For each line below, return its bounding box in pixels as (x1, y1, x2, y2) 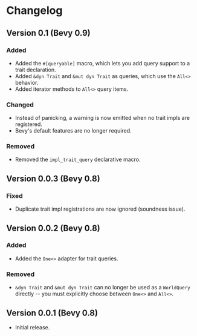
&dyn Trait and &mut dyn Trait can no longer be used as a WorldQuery (15, 284, 190, 291)
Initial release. (15, 323, 50, 331)
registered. (15, 120, 42, 128)
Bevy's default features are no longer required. (15, 127, 132, 134)
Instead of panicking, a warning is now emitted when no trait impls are (15, 114, 190, 122)
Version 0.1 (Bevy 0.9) (6, 28, 91, 38)
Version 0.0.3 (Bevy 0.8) (6, 173, 101, 183)
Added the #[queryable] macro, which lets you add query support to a (15, 59, 190, 67)
